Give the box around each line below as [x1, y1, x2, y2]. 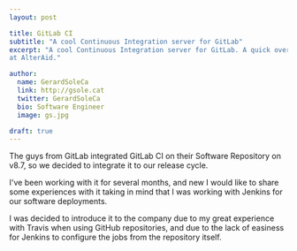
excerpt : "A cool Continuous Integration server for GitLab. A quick [9, 45, 271, 54]
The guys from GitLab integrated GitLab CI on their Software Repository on [9, 151, 281, 162]
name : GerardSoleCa [17, 78, 89, 87]
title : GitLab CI [9, 28, 73, 38]
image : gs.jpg [17, 110, 69, 119]
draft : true [9, 126, 53, 135]
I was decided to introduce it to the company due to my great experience [9, 213, 275, 224]
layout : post [9, 12, 57, 22]
